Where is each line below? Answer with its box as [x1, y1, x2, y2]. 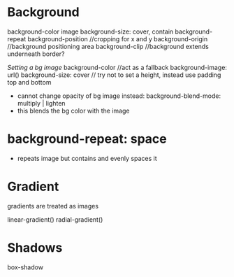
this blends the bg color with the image [17, 106, 130, 115]
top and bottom [7, 78, 52, 86]
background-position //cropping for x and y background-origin [27, 34, 208, 43]
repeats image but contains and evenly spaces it [17, 154, 157, 162]
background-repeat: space [7, 131, 167, 147]
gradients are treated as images [7, 201, 99, 210]
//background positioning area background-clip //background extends [7, 42, 210, 50]
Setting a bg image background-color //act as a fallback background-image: [7, 63, 227, 71]
